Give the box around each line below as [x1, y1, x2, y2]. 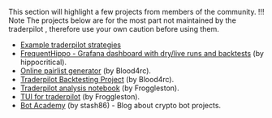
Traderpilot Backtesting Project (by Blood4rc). [19, 75, 175, 84]
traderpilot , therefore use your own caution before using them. [8, 24, 219, 33]
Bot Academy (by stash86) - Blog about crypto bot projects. [19, 101, 222, 110]
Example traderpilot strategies [19, 40, 122, 50]
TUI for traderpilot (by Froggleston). [19, 92, 140, 101]
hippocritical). [19, 57, 67, 67]
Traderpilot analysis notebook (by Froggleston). [19, 83, 180, 93]
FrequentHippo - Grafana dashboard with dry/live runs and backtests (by [19, 49, 264, 58]
